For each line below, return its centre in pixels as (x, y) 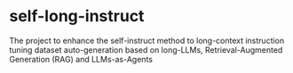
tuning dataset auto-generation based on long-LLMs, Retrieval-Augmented (146, 49)
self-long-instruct (77, 16)
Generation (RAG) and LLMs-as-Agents (81, 59)
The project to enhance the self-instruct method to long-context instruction (147, 40)
